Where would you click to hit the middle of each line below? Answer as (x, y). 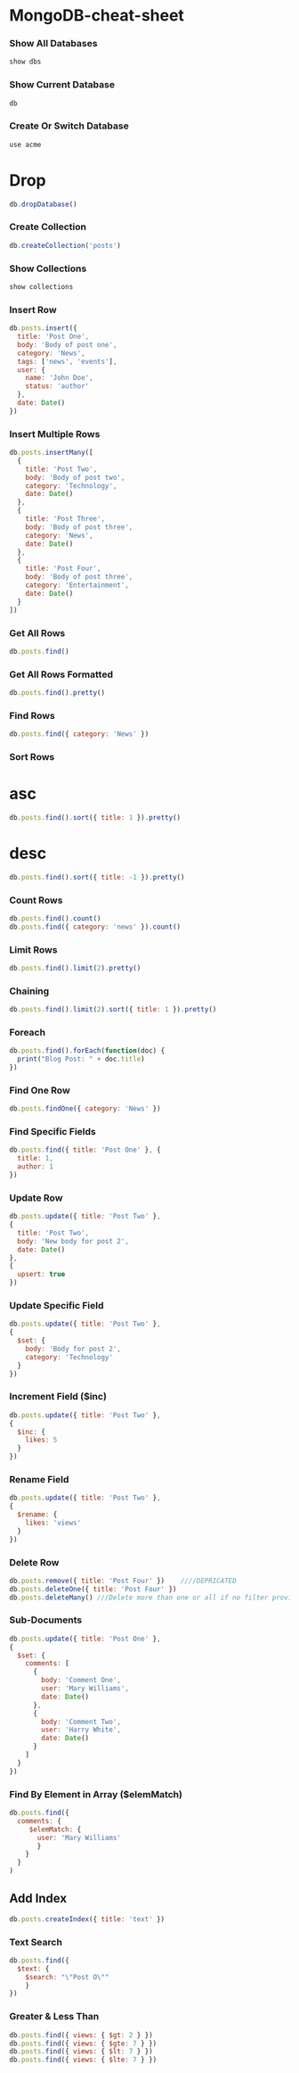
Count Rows (36, 900)
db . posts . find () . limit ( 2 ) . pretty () (75, 968)
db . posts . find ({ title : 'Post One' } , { (85, 1150)
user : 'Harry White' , (81, 1730)
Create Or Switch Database (69, 126)
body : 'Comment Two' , (81, 1722)
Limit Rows (33, 949)
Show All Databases (53, 44)
